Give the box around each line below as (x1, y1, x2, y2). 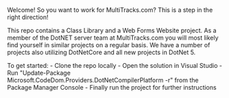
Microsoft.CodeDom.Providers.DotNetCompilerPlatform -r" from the (7, 76, 199, 84)
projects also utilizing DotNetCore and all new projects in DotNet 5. (7, 48, 196, 56)
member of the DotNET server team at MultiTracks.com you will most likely (7, 34, 219, 42)
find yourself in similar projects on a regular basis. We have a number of (7, 41, 210, 49)
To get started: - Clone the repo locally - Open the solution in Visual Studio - (7, 62, 223, 69)
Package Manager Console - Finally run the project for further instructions (7, 84, 217, 91)
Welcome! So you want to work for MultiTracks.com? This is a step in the (7, 6, 213, 14)
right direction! (7, 13, 49, 21)
